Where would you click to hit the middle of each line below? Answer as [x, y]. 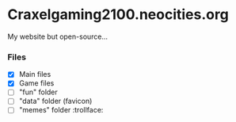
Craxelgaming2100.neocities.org [118, 15]
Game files [36, 83]
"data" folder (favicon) [55, 101]
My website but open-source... [58, 36]
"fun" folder [38, 92]
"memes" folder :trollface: [61, 110]
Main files [35, 74]
